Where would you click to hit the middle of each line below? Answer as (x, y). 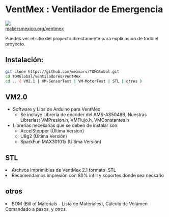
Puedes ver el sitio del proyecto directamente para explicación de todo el (82, 38)
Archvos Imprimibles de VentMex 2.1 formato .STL (64, 170)
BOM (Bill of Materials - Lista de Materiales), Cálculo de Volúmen (80, 204)
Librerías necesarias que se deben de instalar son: (65, 125)
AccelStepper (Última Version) (52, 131)
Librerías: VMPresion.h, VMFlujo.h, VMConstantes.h (75, 120)
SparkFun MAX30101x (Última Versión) (61, 142)
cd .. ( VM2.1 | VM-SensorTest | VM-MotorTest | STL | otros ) (74, 81)
